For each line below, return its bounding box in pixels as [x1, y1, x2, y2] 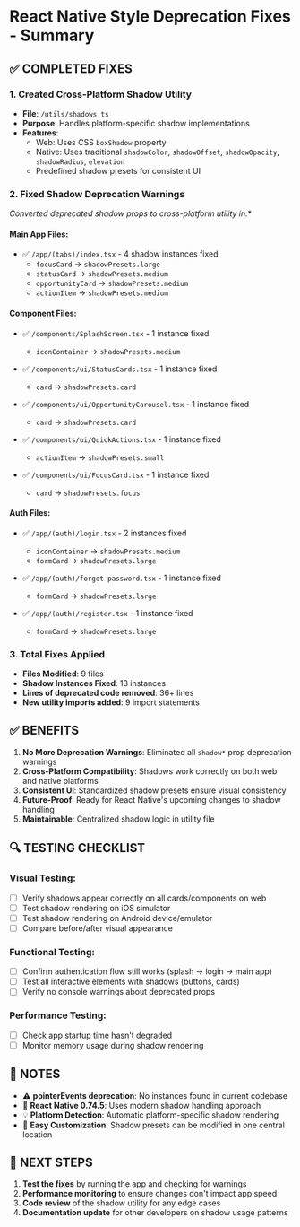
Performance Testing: [9, 1009, 107, 1022]
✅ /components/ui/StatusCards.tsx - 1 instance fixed [21, 363, 218, 374]
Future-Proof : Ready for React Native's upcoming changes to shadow [21, 794, 281, 805]
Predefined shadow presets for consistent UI [35, 165, 201, 176]
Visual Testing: [9, 872, 76, 884]
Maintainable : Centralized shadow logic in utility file [21, 814, 215, 824]
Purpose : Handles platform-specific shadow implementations [21, 117, 251, 128]
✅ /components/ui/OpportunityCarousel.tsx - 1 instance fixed [21, 398, 250, 409]
